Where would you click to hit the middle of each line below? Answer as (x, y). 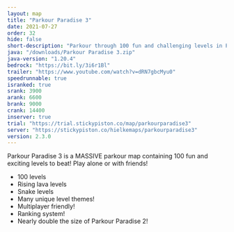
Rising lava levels (42, 184)
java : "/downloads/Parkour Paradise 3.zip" (71, 53)
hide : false (24, 40)
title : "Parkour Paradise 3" (49, 20)
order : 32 (22, 33)
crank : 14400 (26, 110)
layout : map (24, 14)
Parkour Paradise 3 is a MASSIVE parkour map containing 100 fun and (108, 156)
